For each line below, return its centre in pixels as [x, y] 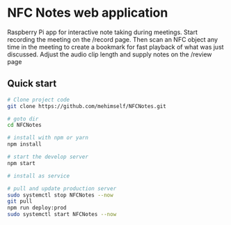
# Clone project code [39, 100]
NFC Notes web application [88, 13]
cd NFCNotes [24, 125]
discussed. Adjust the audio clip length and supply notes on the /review [110, 54]
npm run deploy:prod [37, 208]
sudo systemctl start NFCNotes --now [62, 215]
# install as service [39, 176]
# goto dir [23, 119]
